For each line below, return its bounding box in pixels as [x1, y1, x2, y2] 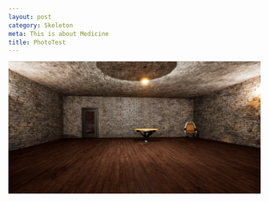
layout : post [8, 13, 52, 21]
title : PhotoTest [8, 38, 66, 46]
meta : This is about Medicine [8, 30, 110, 38]
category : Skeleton [8, 21, 74, 30]
